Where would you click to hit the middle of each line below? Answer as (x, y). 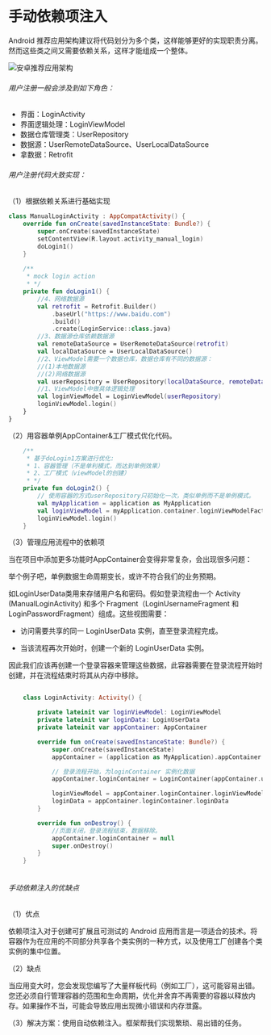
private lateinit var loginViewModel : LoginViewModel (129, 712)
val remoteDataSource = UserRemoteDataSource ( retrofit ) (133, 344)
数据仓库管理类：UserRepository (74, 135)
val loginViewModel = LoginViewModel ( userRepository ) (129, 396)
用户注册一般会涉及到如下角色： (61, 88)
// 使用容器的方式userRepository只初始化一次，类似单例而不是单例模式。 (146, 496)
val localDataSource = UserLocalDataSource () (115, 352)
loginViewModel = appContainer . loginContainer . (133, 794)
